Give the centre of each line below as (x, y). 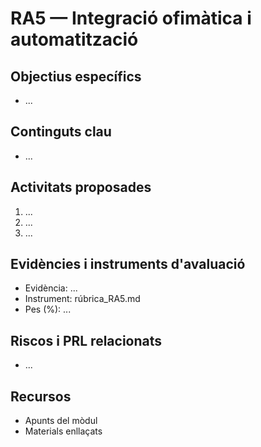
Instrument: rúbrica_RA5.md (82, 299)
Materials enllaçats (63, 431)
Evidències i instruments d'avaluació (128, 264)
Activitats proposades (81, 187)
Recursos (41, 396)
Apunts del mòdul (61, 421)
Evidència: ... (51, 288)
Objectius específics (76, 76)
